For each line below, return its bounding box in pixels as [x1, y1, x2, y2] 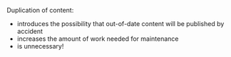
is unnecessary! [16, 42, 64, 50]
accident [16, 27, 43, 35]
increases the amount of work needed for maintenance [16, 34, 179, 43]
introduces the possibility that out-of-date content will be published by [16, 20, 225, 27]
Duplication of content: [6, 6, 74, 14]
